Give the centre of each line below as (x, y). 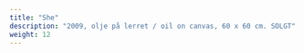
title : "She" (34, 18)
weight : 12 (30, 34)
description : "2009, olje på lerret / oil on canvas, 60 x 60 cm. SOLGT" (153, 26)
